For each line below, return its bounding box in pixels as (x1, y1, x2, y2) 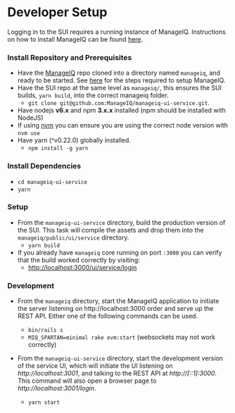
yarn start (27, 399, 61, 406)
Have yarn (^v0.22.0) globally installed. (17, 136, 132, 144)
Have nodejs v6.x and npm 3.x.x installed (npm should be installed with (17, 106, 227, 115)
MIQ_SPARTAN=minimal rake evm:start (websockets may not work (27, 333, 216, 342)
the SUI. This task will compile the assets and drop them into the (17, 226, 204, 234)
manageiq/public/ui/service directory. (17, 233, 129, 242)
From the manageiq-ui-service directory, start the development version (17, 354, 224, 363)
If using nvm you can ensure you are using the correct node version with (17, 121, 229, 130)
